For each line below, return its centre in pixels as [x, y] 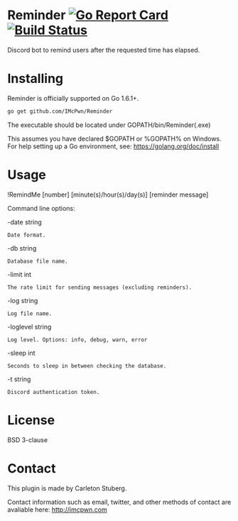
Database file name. [38, 261]
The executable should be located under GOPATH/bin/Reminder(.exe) [109, 125]
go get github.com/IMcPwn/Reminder [60, 111]
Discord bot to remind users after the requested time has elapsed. [104, 50]
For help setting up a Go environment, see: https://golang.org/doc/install [113, 146]
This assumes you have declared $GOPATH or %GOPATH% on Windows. [114, 138]
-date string [25, 222]
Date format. [27, 235]
